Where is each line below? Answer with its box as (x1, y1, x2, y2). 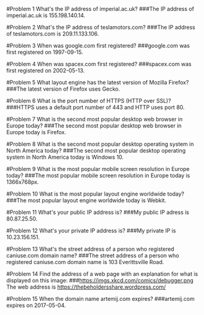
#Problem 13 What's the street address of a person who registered (6, 245, 175, 252)
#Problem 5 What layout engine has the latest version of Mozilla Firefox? (6, 79, 189, 86)
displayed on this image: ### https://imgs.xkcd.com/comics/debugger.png (6, 277, 194, 284)
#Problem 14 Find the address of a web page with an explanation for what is (6, 270, 198, 278)
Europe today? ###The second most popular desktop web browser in (6, 122, 182, 129)
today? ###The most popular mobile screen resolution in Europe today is (6, 172, 191, 179)
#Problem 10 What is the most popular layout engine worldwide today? (6, 190, 185, 197)
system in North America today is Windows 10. (6, 153, 124, 161)
